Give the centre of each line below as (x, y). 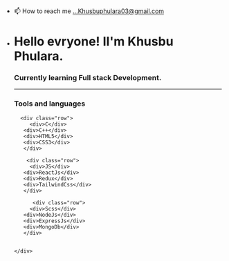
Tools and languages (49, 104)
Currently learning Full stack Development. (88, 78)
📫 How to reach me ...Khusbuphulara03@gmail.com (89, 11)
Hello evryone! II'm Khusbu (94, 42)
